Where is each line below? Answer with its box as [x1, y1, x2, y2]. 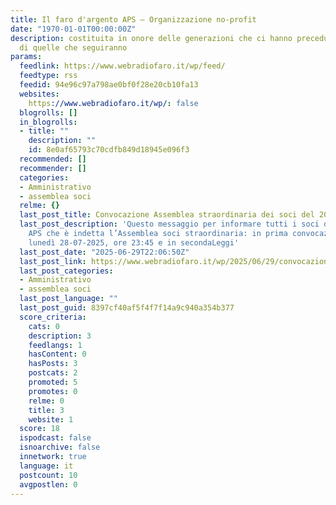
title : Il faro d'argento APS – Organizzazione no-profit [10, 14, 257, 25]
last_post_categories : [19, 266, 114, 276]
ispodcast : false [19, 433, 92, 443]
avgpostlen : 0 [19, 479, 78, 490]
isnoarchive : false [19, 442, 101, 453]
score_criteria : [19, 312, 87, 322]
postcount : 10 [19, 470, 78, 480]
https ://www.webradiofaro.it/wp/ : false [28, 98, 199, 108]
